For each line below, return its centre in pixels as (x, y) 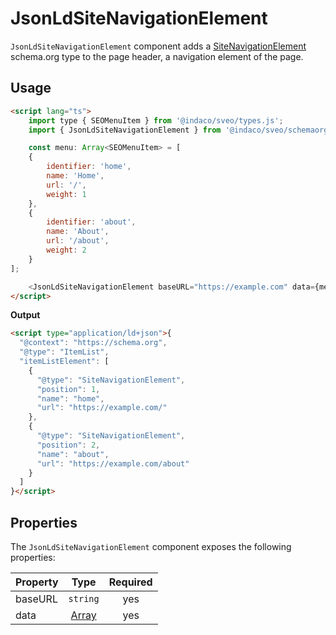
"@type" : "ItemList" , (64, 352)
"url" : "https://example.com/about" (113, 463)
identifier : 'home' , (89, 167)
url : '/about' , (78, 241)
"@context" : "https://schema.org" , (93, 343)
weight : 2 (66, 250)
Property (37, 582)
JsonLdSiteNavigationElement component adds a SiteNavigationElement (158, 46)
